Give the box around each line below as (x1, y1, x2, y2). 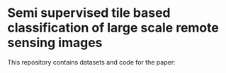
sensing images (7, 35, 103, 51)
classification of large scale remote (7, 20, 220, 36)
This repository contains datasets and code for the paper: (7, 58, 176, 66)
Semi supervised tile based (7, 5, 171, 21)
